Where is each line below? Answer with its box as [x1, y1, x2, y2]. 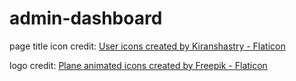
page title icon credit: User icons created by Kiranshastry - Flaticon [9, 40, 286, 52]
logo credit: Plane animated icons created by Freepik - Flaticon [9, 59, 268, 71]
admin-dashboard [9, 7, 163, 30]
